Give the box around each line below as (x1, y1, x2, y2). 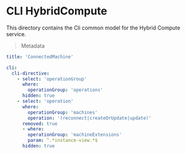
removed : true (22, 120, 58, 127)
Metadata (20, 42, 45, 49)
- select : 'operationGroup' (17, 76, 87, 82)
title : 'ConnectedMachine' (6, 54, 74, 60)
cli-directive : (11, 70, 50, 76)
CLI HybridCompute (6, 4, 107, 18)
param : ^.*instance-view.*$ (28, 137, 98, 144)
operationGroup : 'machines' (28, 109, 98, 115)
